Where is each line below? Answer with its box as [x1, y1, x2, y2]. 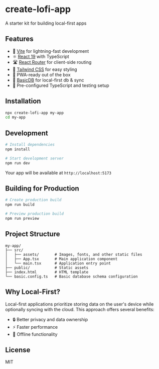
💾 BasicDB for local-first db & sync [12, 77, 84, 83]
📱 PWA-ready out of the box [12, 71, 71, 77]
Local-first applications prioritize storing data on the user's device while [5, 301, 154, 307]
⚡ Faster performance [12, 324, 58, 330]
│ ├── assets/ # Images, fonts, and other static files [5, 252, 142, 257]
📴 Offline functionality [12, 331, 58, 337]
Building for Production [5, 185, 79, 193]
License [5, 345, 31, 354]
